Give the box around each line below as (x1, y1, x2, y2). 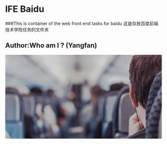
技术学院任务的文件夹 (5, 26, 49, 33)
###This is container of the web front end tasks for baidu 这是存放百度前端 (5, 20, 159, 26)
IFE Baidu (5, 3, 45, 15)
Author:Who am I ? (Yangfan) (5, 41, 97, 50)
